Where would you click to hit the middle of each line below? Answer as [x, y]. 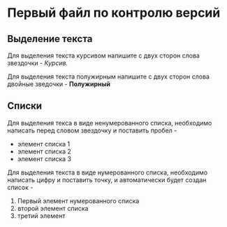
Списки [25, 106]
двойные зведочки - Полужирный [59, 84]
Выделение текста [50, 39]
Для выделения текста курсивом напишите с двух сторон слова [104, 55]
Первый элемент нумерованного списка [78, 200]
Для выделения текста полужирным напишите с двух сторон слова [108, 76]
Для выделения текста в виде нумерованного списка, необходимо [108, 172]
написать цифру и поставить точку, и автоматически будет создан [107, 179]
